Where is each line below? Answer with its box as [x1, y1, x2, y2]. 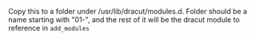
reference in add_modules [8, 24, 90, 32]
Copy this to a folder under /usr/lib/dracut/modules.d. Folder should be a [8, 7, 248, 16]
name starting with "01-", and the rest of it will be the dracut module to [8, 15, 240, 24]
